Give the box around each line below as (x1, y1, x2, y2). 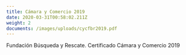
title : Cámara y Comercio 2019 (6, 8, 85, 15)
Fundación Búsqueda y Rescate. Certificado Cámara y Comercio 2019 (6, 42, 180, 49)
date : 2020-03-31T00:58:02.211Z (6, 14, 88, 20)
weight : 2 (6, 20, 31, 26)
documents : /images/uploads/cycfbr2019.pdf (6, 25, 118, 32)
